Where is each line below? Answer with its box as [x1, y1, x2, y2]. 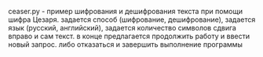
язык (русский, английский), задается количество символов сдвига [8, 23, 237, 32]
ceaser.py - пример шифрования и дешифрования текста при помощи [8, 7, 243, 16]
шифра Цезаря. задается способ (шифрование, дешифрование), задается [8, 15, 256, 24]
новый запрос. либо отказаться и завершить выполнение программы [8, 40, 243, 49]
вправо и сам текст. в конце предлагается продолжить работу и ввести [8, 31, 250, 41]
